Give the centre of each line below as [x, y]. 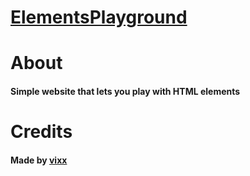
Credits [41, 132]
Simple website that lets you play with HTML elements [125, 91]
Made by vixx [39, 160]
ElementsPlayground [99, 17]
